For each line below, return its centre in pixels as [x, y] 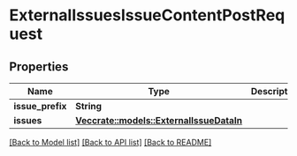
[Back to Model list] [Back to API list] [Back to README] [110, 142]
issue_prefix [40, 106]
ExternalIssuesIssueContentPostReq [147, 15]
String [88, 106]
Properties [39, 67]
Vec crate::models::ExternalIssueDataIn [159, 120]
